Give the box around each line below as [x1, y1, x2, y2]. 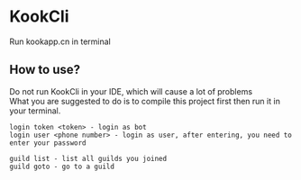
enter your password [9, 138, 87, 148]
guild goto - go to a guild [9, 162, 115, 171]
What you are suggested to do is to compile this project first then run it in [9, 95, 281, 106]
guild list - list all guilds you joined [9, 154, 168, 163]
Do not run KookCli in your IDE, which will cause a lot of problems [9, 85, 253, 96]
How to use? [9, 62, 81, 77]
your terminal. [9, 105, 61, 116]
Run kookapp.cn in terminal [9, 36, 111, 47]
